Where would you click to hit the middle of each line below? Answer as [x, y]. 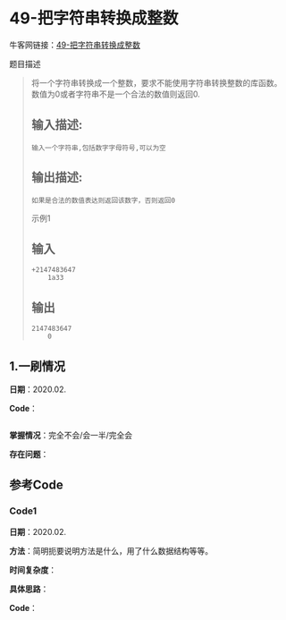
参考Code [37, 485]
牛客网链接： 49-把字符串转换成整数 [75, 45]
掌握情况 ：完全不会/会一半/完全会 [71, 435]
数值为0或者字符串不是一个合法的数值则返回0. [116, 94]
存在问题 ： [29, 454]
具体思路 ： [29, 589]
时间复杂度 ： [33, 570]
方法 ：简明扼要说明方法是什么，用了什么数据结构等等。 [111, 550]
